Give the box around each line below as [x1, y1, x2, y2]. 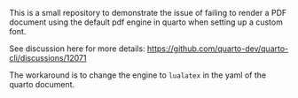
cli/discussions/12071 [9, 53, 87, 63]
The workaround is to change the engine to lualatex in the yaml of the [9, 70, 267, 80]
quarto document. [9, 79, 75, 89]
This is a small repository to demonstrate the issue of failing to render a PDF [9, 8, 287, 18]
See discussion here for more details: [9, 43, 145, 54]
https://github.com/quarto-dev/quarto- [146, 43, 289, 54]
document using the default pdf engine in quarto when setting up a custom [9, 17, 284, 27]
